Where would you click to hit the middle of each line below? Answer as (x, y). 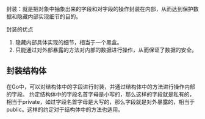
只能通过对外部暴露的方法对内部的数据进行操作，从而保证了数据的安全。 (106, 50)
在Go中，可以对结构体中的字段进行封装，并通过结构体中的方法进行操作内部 (101, 86)
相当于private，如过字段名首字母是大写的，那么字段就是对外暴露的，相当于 (101, 101)
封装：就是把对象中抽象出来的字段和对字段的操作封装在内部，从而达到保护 (100, 9)
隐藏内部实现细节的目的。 (49, 16)
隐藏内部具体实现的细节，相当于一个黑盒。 (69, 42)
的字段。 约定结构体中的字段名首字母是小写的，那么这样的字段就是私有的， (101, 94)
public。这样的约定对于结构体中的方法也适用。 (65, 109)
